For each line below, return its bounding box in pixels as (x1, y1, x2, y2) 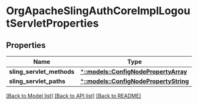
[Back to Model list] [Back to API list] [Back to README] (6, 93, 141, 99)
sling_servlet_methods (9, 68, 75, 76)
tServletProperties (6, 17, 99, 30)
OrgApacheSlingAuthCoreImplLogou (6, 4, 190, 18)
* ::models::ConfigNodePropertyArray (80, 68, 187, 76)
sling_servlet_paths (9, 77, 66, 85)
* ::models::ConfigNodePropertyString (80, 77, 189, 85)
